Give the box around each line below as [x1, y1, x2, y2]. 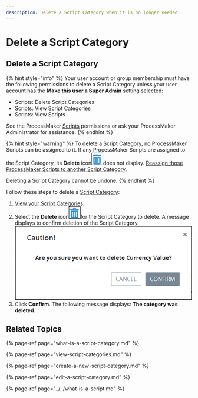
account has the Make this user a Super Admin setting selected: [6, 87, 164, 94]
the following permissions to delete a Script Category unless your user [6, 81, 177, 88]
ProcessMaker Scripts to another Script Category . [6, 165, 127, 173]
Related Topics [6, 324, 62, 334]
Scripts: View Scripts [14, 111, 66, 118]
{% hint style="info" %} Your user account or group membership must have [6, 74, 190, 82]
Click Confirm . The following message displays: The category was [14, 300, 178, 308]
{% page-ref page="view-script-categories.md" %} [6, 350, 132, 358]
